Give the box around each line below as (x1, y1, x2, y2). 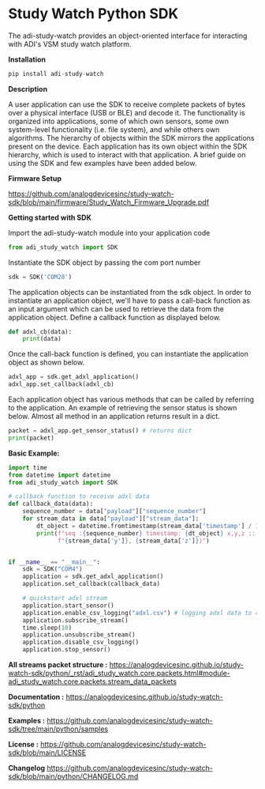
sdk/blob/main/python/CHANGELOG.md (8, 772, 139, 781)
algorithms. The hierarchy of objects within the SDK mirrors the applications (8, 133, 255, 142)
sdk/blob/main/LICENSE (8, 748, 87, 757)
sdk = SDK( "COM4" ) (22, 565, 83, 573)
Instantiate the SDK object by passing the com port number (8, 258, 201, 267)
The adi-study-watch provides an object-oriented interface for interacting (8, 31, 248, 40)
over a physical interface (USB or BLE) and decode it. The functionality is (8, 108, 246, 117)
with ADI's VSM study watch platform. (8, 39, 132, 48)
